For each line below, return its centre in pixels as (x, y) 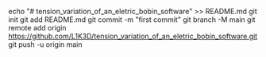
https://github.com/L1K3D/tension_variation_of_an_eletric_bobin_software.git (133, 36)
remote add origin (37, 28)
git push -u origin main (45, 45)
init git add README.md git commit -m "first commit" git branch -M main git (132, 20)
